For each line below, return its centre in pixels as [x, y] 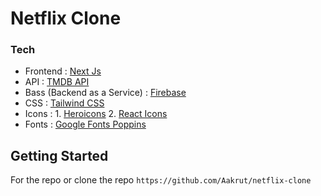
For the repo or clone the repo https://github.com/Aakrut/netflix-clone [161, 180]
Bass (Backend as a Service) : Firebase [105, 93]
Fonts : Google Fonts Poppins [85, 124]
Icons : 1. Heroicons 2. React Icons [96, 114]
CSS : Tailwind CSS [64, 103]
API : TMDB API [57, 82]
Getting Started [59, 155]
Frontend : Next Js [63, 71]
